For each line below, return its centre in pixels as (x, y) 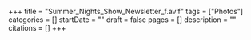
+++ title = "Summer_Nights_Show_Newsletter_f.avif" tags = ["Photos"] (126, 11)
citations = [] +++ (37, 28)
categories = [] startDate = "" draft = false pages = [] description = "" (123, 20)
